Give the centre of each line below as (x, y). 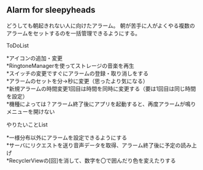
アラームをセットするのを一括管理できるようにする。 (74, 33)
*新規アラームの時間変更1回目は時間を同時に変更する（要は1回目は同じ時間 (101, 89)
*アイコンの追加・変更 (35, 58)
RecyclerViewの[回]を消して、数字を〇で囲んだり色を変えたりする (92, 160)
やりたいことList (27, 124)
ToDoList (18, 45)
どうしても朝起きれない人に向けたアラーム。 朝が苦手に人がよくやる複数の (101, 25)
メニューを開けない (31, 111)
